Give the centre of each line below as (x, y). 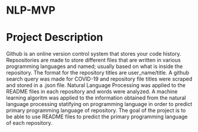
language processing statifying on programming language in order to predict (99, 104)
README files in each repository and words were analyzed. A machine (92, 92)
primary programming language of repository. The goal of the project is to (96, 111)
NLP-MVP (31, 10)
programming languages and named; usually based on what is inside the (95, 66)
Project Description (55, 38)
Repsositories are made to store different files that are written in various (94, 60)
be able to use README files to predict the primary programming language (97, 117)
